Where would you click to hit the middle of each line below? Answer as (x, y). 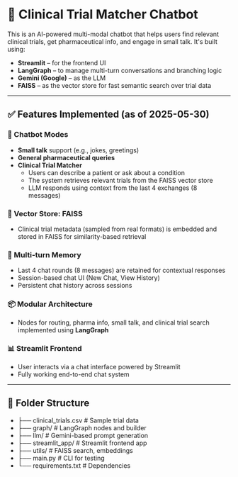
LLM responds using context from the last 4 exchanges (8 (113, 188)
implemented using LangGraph (63, 330)
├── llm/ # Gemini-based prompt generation (83, 435)
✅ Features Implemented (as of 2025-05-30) (108, 114)
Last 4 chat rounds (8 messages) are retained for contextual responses (121, 270)
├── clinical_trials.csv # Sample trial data (78, 420)
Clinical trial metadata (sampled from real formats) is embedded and (117, 229)
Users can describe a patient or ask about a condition (107, 172)
